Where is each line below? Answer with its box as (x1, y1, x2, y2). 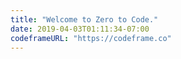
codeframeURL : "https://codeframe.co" (10, 33, 172, 43)
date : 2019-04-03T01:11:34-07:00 (10, 24, 150, 34)
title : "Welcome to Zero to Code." (10, 14, 159, 25)
